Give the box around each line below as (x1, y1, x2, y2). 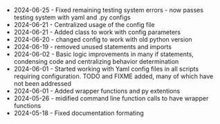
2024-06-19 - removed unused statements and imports (13, 43, 172, 51)
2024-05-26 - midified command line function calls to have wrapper (13, 94, 209, 103)
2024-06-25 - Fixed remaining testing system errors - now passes (13, 6, 204, 14)
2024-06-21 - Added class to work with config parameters (13, 28, 181, 36)
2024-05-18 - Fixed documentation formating (13, 109, 144, 117)
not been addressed (13, 80, 71, 87)
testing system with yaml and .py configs (13, 13, 131, 21)
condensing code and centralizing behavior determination (13, 57, 179, 65)
